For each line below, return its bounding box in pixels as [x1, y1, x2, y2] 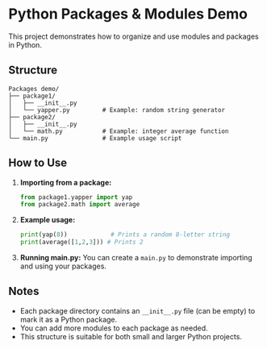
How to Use [8, 156, 68, 170]
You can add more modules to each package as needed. [19, 323, 208, 333]
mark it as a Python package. [19, 314, 118, 324]
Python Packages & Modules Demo [8, 5, 248, 23]
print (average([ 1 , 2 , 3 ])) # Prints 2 [19, 239, 144, 247]
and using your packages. [19, 261, 107, 271]
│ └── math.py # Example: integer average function [8, 127, 229, 135]
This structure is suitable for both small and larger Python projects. [19, 331, 242, 341]
